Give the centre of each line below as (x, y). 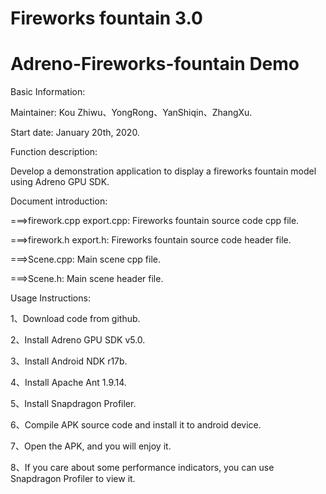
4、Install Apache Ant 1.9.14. (68, 383)
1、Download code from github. (75, 319)
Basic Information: (48, 92)
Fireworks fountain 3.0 (106, 18)
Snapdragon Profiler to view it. (73, 479)
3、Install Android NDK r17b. (69, 361)
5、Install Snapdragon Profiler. (73, 404)
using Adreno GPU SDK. (60, 182)
